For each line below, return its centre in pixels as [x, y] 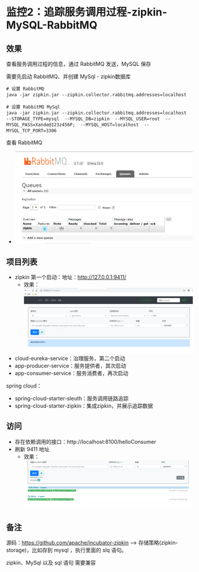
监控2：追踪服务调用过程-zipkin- [87, 12]
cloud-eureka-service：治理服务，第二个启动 [70, 358]
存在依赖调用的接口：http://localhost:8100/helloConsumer [85, 441]
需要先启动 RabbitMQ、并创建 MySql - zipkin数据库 [69, 77]
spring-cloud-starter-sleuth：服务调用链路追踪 [72, 398]
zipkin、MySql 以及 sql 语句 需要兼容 [51, 563]
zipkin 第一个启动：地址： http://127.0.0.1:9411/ [70, 277]
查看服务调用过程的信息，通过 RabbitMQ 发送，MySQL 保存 [79, 64]
